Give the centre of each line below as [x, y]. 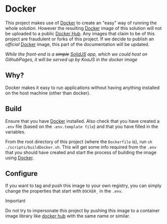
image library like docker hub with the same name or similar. [68, 216]
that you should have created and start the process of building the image [81, 152]
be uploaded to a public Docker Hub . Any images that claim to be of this [80, 33]
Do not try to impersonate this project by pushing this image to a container [82, 211]
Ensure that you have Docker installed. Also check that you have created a [82, 121]
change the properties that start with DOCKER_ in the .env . [64, 191]
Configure [21, 173]
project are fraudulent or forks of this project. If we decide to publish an [80, 39]
